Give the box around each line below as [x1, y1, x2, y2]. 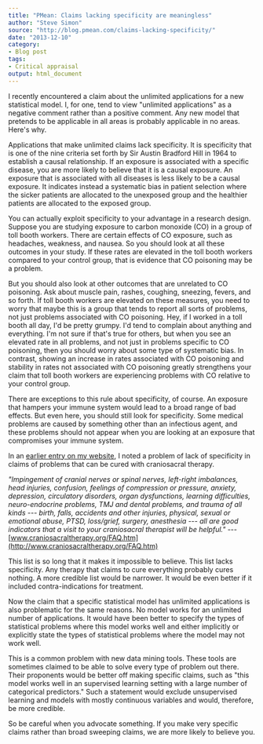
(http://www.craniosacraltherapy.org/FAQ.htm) [8, 541, 159, 550]
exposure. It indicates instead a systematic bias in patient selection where [8, 181, 247, 191]
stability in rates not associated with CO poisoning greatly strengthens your [8, 362, 252, 371]
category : [8, 41, 41, 49]
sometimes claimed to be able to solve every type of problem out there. [8, 662, 239, 671]
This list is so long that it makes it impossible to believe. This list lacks [8, 556, 233, 566]
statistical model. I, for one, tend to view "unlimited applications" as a [8, 100, 232, 109]
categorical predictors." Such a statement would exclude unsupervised [8, 687, 238, 696]
